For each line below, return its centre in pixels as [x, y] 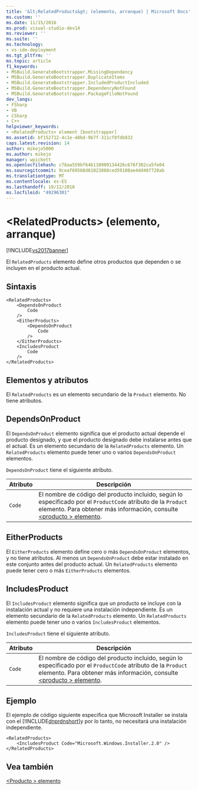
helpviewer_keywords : [33, 127]
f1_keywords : [22, 66]
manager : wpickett [29, 160]
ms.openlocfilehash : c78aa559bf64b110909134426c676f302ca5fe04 [85, 165]
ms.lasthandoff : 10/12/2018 [41, 187]
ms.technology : [25, 45]
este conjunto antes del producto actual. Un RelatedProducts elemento [92, 564]
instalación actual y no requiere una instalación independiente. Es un [89, 609]
